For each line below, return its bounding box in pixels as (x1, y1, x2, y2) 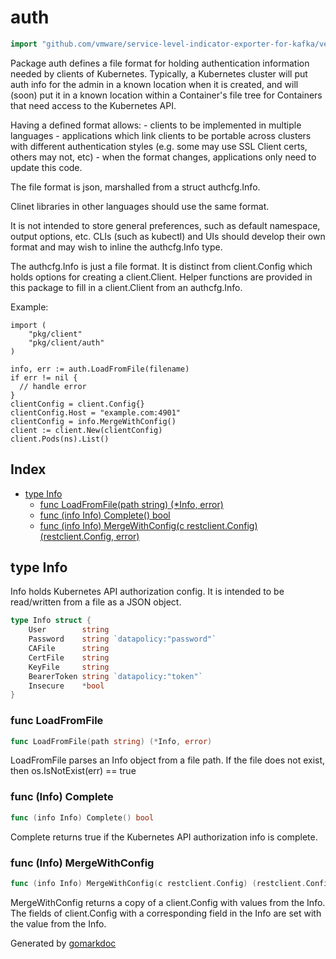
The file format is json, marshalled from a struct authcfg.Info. (10, 181, 261, 193)
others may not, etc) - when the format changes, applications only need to (10, 151, 317, 163)
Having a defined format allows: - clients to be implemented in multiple (10, 119, 302, 131)
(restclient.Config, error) (39, 530, 140, 542)
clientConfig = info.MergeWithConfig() (10, 416, 177, 426)
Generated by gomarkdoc (10, 937, 117, 949)
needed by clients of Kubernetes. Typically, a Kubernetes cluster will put (10, 67, 308, 80)
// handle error (19, 381, 87, 391)
